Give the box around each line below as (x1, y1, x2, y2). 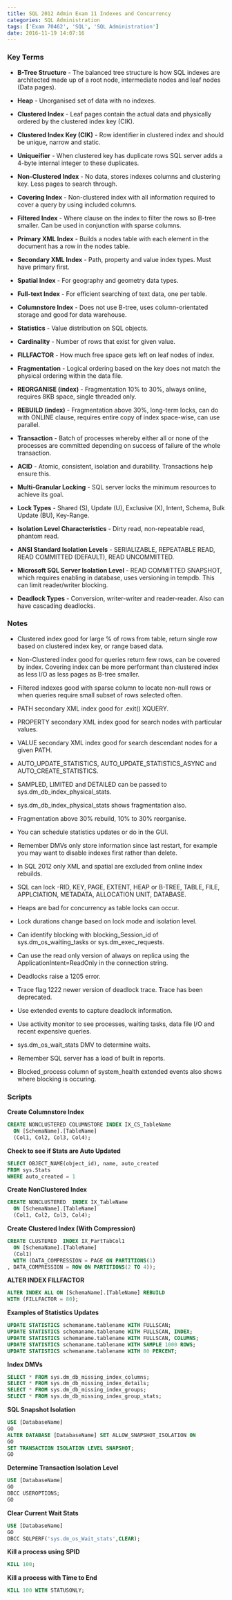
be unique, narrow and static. (17, 138, 101, 146)
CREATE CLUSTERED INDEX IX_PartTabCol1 (7, 1238, 126, 1245)
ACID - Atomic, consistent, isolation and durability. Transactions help (17, 462, 213, 470)
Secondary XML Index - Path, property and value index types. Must (17, 255, 212, 263)
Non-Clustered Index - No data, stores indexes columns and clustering (17, 172, 221, 180)
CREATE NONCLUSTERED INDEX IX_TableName (7, 1199, 128, 1206)
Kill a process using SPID (7, 1547, 81, 1556)
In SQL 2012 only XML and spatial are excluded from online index (17, 862, 203, 870)
